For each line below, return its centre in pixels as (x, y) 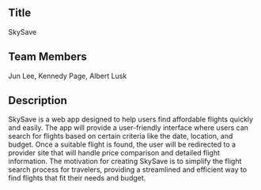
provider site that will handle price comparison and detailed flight (114, 153)
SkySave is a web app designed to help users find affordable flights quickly (131, 119)
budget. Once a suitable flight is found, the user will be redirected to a (122, 144)
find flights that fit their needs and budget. (77, 178)
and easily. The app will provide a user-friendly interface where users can (129, 128)
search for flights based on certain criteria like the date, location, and (121, 136)
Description (38, 101)
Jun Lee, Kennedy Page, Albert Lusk (68, 76)
